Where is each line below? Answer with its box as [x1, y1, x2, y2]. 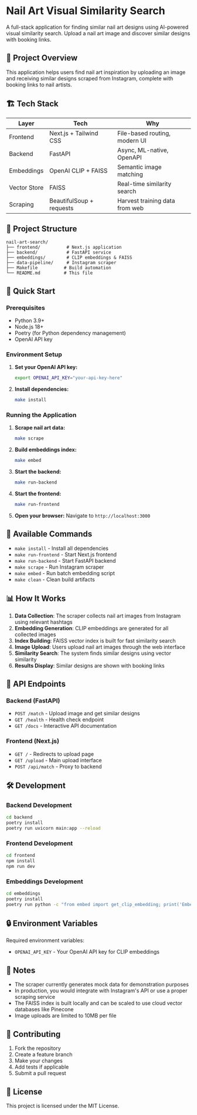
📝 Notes [6, 965, 36, 975]
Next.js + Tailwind [49, 129, 98, 137]
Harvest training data [117, 197, 175, 205]
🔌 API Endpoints [6, 679, 66, 689]
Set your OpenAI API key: [14, 364, 78, 371]
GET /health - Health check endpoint [14, 716, 104, 723]
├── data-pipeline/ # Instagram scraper [6, 260, 117, 266]
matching [117, 170, 144, 178]
